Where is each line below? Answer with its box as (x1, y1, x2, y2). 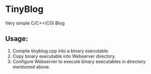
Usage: (5, 34, 29, 43)
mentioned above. (12, 63, 50, 69)
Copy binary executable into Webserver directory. (12, 53, 116, 59)
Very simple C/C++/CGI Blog (5, 20, 65, 26)
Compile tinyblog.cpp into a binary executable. (12, 47, 110, 53)
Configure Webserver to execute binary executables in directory (12, 58, 146, 64)
